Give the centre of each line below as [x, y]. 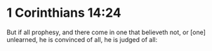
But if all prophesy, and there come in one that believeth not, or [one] [106, 32]
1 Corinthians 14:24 [64, 13]
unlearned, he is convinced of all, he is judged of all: [82, 39]
